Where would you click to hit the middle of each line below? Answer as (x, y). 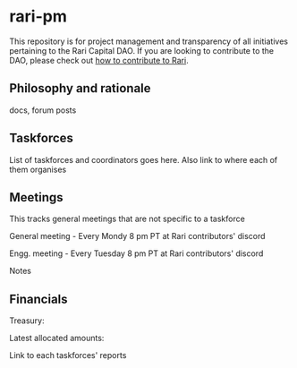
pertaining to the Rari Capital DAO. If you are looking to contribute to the (142, 50)
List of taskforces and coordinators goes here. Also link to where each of (144, 159)
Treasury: (27, 321)
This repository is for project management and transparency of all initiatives (149, 41)
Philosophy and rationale (80, 88)
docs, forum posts (43, 110)
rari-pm (38, 17)
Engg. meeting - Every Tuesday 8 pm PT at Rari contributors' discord (136, 253)
